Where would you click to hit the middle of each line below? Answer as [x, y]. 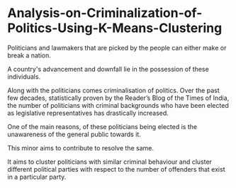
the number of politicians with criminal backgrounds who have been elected [118, 105]
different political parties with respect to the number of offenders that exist [116, 169]
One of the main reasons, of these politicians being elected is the [102, 126]
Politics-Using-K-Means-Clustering [115, 28]
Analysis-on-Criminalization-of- [105, 13]
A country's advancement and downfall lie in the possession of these [108, 69]
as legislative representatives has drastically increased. [88, 113]
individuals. [24, 77]
